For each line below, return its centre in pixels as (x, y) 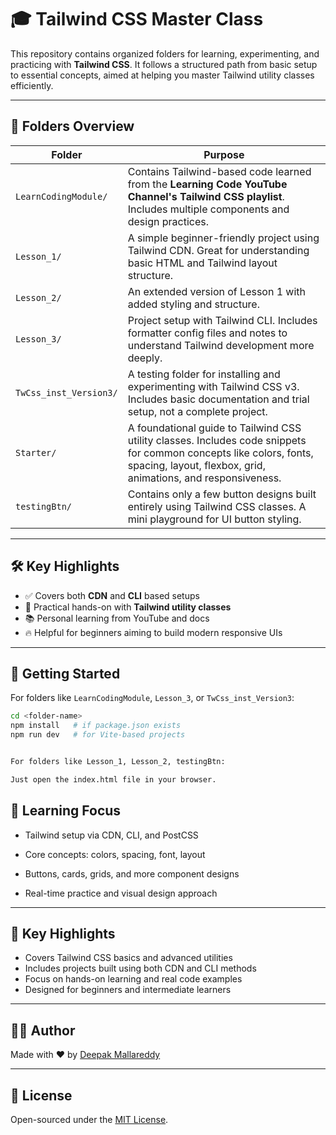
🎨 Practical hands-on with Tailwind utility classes (128, 607)
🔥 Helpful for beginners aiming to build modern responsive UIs (153, 632)
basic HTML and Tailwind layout (202, 263)
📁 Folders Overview (72, 126)
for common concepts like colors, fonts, (220, 453)
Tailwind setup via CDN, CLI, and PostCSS (111, 835)
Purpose (224, 154)
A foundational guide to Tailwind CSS (214, 428)
